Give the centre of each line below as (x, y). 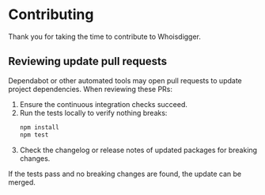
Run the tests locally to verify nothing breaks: (93, 113)
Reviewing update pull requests (88, 61)
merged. (22, 182)
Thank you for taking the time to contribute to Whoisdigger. (105, 36)
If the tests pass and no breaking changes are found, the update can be (125, 174)
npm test (34, 135)
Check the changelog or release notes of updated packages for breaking (138, 150)
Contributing (51, 15)
